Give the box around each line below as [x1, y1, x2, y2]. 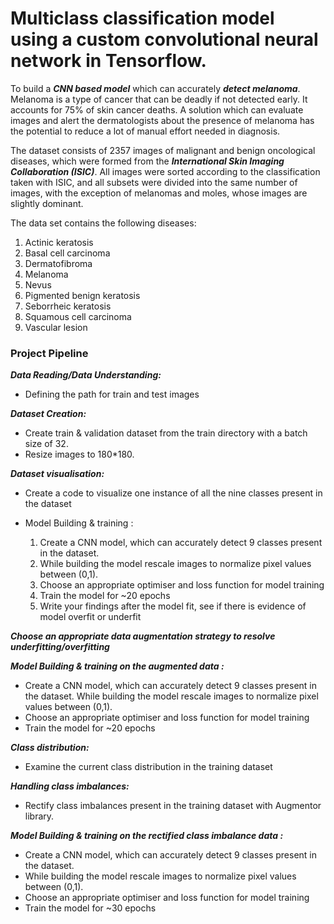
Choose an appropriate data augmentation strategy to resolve [10, 630, 276, 642]
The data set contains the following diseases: [10, 217, 197, 229]
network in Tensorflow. [10, 50, 207, 72]
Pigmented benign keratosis [24, 289, 141, 301]
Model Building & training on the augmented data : [10, 660, 225, 672]
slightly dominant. [10, 197, 84, 209]
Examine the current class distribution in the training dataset [24, 761, 273, 773]
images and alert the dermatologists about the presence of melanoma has [10, 114, 315, 126]
